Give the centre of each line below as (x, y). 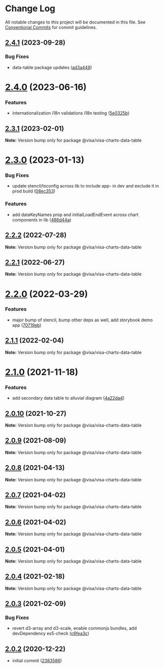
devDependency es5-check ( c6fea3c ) (51, 633)
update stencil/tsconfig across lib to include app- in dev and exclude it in (85, 186)
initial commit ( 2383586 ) (37, 661)
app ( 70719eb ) (27, 325)
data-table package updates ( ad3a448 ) (52, 67)
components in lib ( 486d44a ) (42, 220)
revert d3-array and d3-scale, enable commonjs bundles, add (74, 628)
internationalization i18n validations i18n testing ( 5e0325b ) (71, 113)
